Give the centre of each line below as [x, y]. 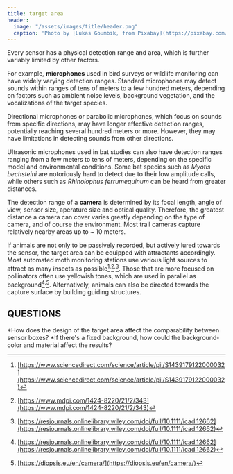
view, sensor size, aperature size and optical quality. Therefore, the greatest [115, 210]
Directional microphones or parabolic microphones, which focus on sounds [114, 117]
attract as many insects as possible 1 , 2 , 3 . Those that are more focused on [111, 268]
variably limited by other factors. [53, 60]
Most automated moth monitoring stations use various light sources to [107, 260]
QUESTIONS [34, 313]
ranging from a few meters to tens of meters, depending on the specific [109, 160]
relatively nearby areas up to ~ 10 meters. [67, 232]
